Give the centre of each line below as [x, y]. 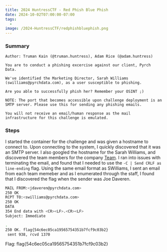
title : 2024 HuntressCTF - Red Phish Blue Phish [57, 10]
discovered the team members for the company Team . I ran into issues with [83, 157]
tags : [11, 19]
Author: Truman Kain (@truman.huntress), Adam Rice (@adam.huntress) [79, 56]
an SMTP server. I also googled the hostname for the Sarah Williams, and [80, 152]
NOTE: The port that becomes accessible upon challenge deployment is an [84, 100]
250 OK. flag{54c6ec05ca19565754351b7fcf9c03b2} [57, 230]
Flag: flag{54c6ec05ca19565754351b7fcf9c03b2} [57, 244]
